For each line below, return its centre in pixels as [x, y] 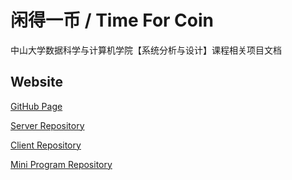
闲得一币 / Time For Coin [112, 20]
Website [36, 82]
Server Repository [47, 125]
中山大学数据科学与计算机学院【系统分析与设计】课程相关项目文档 [146, 50]
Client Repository [46, 145]
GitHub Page [36, 106]
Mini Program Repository [61, 164]
